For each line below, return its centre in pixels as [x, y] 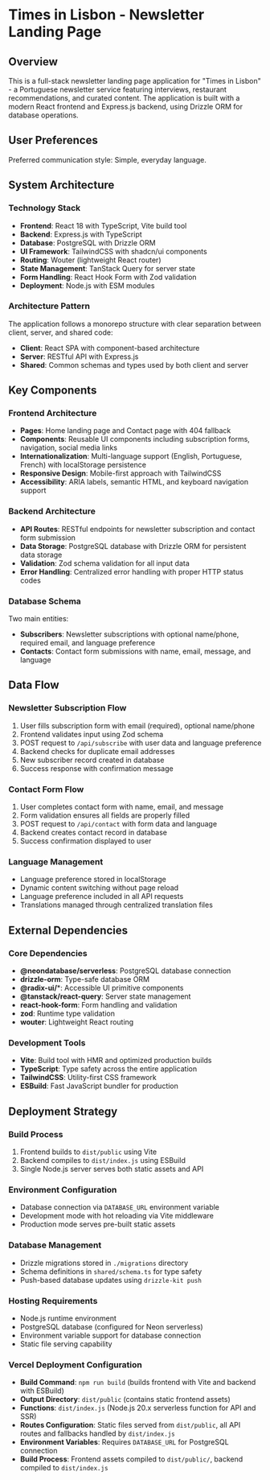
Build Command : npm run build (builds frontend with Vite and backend [138, 1383]
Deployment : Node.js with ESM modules [87, 285]
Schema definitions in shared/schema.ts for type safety [111, 1271]
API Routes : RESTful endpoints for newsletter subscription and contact [137, 529]
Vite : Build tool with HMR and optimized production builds [116, 1061]
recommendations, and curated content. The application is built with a [124, 98]
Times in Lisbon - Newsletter [106, 15]
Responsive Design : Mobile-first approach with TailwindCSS [121, 473]
